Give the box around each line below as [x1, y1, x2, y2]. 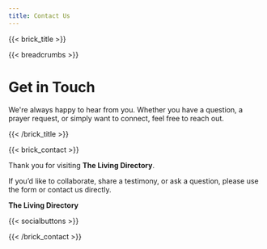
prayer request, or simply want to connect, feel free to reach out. [8, 113, 225, 123]
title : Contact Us [8, 11, 70, 20]
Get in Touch [8, 78, 95, 96]
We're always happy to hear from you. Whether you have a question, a [8, 104, 244, 114]
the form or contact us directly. [8, 184, 112, 194]
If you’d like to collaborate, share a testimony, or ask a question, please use [8, 175, 259, 186]
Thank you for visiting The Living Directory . [8, 160, 155, 170]
